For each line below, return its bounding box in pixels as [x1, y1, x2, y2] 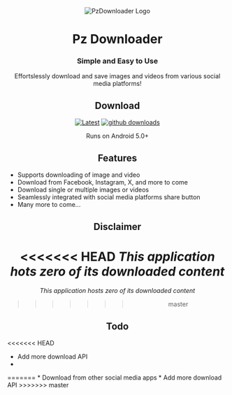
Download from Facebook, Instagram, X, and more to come [17, 178, 189, 187]
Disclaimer [93, 220, 142, 233]
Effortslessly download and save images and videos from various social [14, 72, 221, 80]
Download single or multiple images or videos [17, 185, 149, 194]
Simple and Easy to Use [76, 56, 159, 66]
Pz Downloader [72, 31, 163, 48]
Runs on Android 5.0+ [86, 132, 149, 141]
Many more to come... [17, 201, 81, 209]
